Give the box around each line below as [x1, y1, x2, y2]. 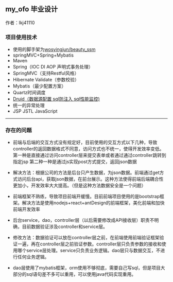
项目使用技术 [5, 33, 38, 41]
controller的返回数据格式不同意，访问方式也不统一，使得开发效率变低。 [12, 146, 164, 152]
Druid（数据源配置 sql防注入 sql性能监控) [12, 96, 100, 102]
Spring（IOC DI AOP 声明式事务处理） [12, 64, 94, 70]
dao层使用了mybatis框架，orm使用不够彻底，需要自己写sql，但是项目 [12, 265, 161, 271]
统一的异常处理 [12, 102, 45, 109]
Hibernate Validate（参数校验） [12, 77, 80, 83]
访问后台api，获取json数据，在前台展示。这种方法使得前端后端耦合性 [17, 176, 164, 182]
